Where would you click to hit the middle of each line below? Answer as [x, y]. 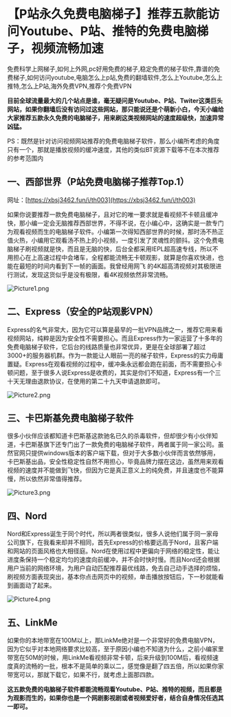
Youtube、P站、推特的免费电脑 [108, 31]
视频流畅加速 [68, 48]
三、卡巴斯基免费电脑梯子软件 [70, 418]
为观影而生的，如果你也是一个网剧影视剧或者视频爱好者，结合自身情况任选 [112, 698]
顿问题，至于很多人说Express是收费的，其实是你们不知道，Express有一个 [111, 373]
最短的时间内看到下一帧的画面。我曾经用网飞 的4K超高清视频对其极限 [117, 266]
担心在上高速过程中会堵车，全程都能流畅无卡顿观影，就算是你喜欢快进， [115, 257]
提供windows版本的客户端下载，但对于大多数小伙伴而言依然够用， [125, 453]
